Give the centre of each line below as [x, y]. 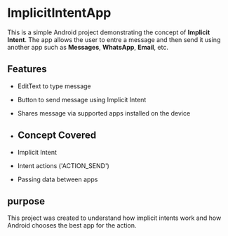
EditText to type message [54, 86]
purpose [26, 201]
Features [27, 69]
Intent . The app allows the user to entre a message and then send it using [114, 39]
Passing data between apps [58, 179]
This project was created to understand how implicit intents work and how [114, 218]
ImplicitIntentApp [59, 13]
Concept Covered [57, 136]
